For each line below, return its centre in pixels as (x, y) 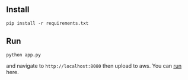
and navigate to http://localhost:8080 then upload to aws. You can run (94, 66)
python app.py (24, 55)
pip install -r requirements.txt (47, 23)
